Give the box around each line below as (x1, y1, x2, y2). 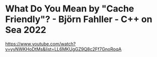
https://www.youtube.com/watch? (5, 40, 76, 46)
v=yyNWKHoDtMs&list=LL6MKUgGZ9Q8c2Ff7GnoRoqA (5, 46, 122, 52)
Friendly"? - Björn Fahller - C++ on (5, 13, 152, 25)
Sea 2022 (5, 24, 46, 35)
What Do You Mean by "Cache (5, 3, 134, 14)
